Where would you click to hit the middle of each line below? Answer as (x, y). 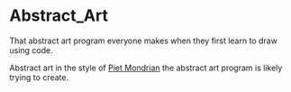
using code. (32, 50)
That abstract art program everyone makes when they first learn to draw (143, 41)
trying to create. (39, 77)
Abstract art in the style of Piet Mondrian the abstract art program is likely (146, 68)
